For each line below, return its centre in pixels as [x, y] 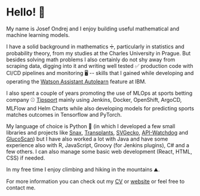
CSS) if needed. [26, 158]
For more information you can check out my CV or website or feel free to [96, 181]
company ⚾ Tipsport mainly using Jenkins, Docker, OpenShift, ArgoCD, [94, 99]
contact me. [21, 188]
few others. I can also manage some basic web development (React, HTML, [99, 151]
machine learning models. [38, 35]
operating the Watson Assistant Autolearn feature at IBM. [76, 81]
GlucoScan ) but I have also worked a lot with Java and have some [87, 139]
